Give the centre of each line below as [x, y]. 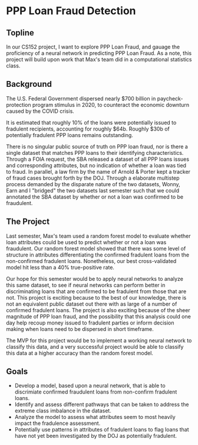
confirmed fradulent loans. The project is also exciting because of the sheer [98, 310]
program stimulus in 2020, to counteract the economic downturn [111, 105]
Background [29, 84]
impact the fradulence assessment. [57, 423]
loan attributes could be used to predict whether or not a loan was [86, 242]
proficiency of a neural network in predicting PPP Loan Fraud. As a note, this [99, 53]
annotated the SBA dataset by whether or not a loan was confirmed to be [95, 197]
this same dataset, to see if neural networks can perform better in [86, 285]
